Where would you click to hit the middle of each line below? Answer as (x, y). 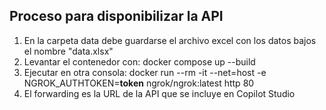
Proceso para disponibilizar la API (116, 16)
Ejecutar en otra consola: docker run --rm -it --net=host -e (145, 72)
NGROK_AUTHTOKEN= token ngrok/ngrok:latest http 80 (139, 83)
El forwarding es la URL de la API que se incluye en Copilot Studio (159, 93)
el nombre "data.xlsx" (68, 51)
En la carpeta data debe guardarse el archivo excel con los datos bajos (170, 40)
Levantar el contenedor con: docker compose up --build (139, 61)
